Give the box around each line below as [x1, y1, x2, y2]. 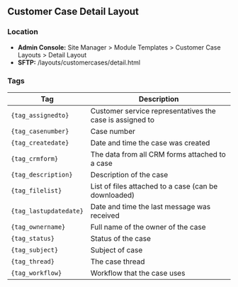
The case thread [90, 257, 145, 266]
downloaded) [90, 190, 135, 200]
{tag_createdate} [11, 138, 69, 147]
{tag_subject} [11, 246, 59, 254]
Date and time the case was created [90, 137, 210, 147]
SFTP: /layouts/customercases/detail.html [17, 58, 140, 67]
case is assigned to [90, 115, 154, 125]
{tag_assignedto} [11, 111, 69, 119]
